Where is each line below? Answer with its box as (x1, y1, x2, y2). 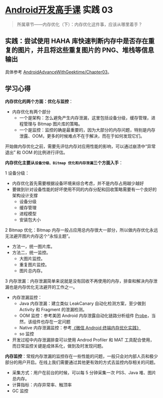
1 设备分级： (5, 170, 30, 176)
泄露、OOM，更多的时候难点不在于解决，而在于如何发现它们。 (19, 133, 145, 139)
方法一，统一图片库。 (12, 243, 55, 249)
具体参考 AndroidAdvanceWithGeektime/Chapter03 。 (5, 69, 112, 75)
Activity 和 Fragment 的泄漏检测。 (19, 306, 87, 312)
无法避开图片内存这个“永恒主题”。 (5, 233, 73, 239)
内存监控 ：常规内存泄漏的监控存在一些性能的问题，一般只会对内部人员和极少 (5, 353, 158, 359)
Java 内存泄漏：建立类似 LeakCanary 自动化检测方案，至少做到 (19, 300, 147, 306)
